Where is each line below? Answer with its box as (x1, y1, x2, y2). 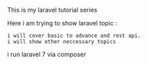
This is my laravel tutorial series (7, 6, 98, 14)
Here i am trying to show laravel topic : (7, 19, 118, 27)
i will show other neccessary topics (7, 38, 116, 45)
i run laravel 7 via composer (7, 51, 87, 58)
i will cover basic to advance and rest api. (7, 32, 141, 39)
